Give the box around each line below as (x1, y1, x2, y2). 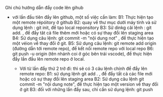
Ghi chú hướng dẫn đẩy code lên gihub (5, 5, 83, 10)
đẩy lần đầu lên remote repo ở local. (12, 56, 85, 62)
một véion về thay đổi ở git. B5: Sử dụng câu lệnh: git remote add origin (12, 40, 157, 46)
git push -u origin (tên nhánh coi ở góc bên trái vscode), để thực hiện (12, 51, 152, 57)
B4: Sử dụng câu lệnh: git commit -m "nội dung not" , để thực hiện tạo (12, 35, 154, 41)
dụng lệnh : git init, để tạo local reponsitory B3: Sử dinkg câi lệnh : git (12, 25, 152, 31)
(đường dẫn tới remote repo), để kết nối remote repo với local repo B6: (12, 46, 154, 51)
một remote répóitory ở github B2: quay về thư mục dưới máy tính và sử (12, 20, 157, 25)
